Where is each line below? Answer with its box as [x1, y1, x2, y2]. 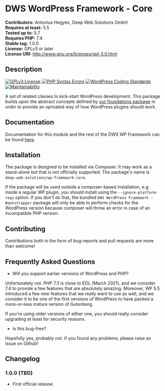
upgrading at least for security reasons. [5, 316, 86, 322]
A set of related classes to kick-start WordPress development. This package [5, 93, 161, 99]
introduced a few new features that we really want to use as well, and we [5, 291, 154, 296]
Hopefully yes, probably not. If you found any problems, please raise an [5, 335, 151, 341]
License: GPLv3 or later [5, 46, 54, 51]
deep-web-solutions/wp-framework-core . [5, 174, 87, 181]
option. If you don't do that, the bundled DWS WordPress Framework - [15, 195, 154, 200]
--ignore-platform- [118, 190, 158, 195]
